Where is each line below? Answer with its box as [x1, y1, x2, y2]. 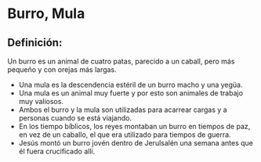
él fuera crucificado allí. [18, 146, 96, 156]
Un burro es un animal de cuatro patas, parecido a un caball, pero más [7, 56, 235, 66]
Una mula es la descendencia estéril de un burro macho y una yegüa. [18, 80, 243, 89]
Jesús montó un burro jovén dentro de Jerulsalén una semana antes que [18, 139, 254, 147]
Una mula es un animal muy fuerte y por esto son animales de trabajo [18, 88, 244, 98]
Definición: [7, 36, 63, 49]
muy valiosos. [18, 97, 64, 106]
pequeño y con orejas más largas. [7, 65, 117, 74]
